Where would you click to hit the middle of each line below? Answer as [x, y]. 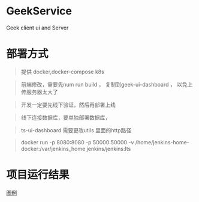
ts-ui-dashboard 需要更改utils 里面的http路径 [76, 130]
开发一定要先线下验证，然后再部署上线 [68, 105]
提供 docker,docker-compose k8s [63, 72]
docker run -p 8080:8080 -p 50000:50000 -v [77, 142]
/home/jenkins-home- [162, 142]
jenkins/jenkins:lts [109, 148]
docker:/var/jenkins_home [53, 148]
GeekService [39, 11]
